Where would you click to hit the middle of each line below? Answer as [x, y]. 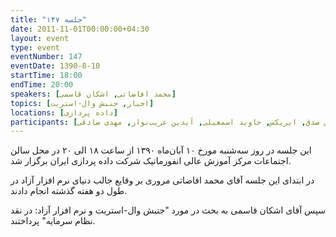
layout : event [40, 38]
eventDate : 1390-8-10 [55, 66]
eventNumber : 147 [46, 57]
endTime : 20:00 [42, 85]
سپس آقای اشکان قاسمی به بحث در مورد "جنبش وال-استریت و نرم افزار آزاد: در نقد [168, 210]
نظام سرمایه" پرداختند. [53, 221]
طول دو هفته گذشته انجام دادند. [69, 191]
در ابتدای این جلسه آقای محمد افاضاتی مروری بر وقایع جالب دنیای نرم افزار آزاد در [162, 180]
